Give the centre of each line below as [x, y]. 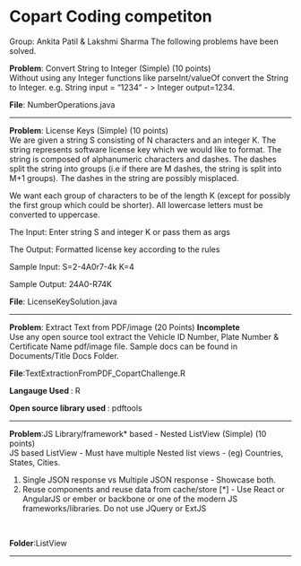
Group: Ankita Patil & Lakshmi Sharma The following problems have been [144, 41]
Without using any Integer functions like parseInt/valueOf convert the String [149, 77]
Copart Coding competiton [111, 17]
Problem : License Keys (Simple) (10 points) [89, 130]
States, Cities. [35, 462]
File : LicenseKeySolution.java [64, 301]
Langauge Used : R [45, 390]
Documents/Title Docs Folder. [64, 355]
